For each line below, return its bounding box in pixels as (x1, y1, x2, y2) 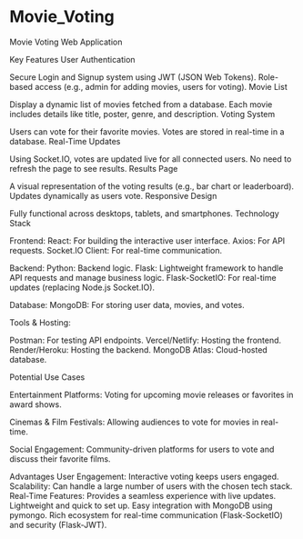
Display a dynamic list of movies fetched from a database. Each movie (9, 98, 273, 110)
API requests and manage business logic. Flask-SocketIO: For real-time (9, 272, 277, 283)
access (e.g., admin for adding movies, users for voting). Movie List (35, 81, 288, 92)
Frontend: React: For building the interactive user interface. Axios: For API (9, 235, 286, 246)
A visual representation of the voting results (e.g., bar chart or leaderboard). (9, 180, 294, 192)
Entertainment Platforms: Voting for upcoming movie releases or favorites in (9, 389, 294, 400)
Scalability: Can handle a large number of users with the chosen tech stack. (9, 480, 293, 492)
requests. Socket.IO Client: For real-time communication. (9, 245, 223, 255)
